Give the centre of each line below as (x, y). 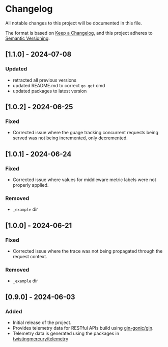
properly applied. (31, 185)
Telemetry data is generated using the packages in (66, 333)
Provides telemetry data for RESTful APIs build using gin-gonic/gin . (83, 328)
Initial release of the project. (42, 323)
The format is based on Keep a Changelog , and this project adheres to (79, 33)
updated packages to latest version (50, 91)
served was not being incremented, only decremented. (70, 138)
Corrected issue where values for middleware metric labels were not (84, 180)
